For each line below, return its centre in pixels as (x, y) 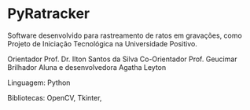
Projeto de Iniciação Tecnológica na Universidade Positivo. (102, 43)
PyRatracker (49, 14)
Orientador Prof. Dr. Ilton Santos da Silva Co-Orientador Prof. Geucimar (122, 59)
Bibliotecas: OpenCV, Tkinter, (55, 97)
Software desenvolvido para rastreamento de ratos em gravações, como (125, 35)
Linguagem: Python (39, 82)
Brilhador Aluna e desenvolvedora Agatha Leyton (87, 67)
